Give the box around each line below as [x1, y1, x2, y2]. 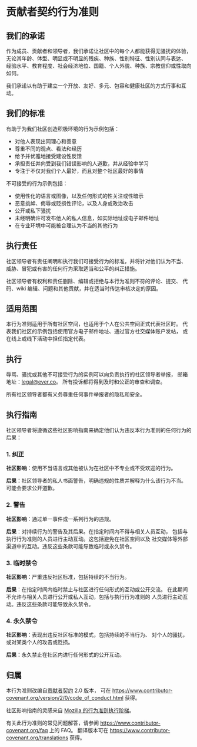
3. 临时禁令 [6, 559, 38, 567]
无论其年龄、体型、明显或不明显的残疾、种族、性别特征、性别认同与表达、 [6, 55, 186, 62]
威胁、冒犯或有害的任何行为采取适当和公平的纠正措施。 [6, 265, 140, 272]
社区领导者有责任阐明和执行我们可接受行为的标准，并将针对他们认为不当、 [6, 257, 186, 264]
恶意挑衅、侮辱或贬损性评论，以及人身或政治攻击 [14, 199, 133, 207]
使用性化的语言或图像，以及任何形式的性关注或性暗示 [14, 192, 144, 199]
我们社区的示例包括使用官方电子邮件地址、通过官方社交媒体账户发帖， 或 [11, 328, 188, 335]
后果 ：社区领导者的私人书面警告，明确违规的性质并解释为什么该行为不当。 [6, 477, 186, 484]
